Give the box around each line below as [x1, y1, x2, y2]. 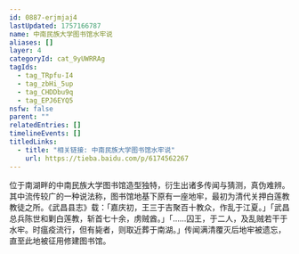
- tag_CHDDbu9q [17, 87, 74, 96]
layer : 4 [9, 46, 42, 55]
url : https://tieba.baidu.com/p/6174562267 [25, 153, 190, 163]
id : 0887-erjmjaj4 [9, 12, 77, 22]
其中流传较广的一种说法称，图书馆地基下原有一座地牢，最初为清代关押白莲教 [9, 191, 290, 201]
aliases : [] [9, 37, 53, 47]
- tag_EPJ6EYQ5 [17, 95, 74, 105]
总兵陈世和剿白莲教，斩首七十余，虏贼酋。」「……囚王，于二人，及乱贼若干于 [9, 213, 288, 224]
